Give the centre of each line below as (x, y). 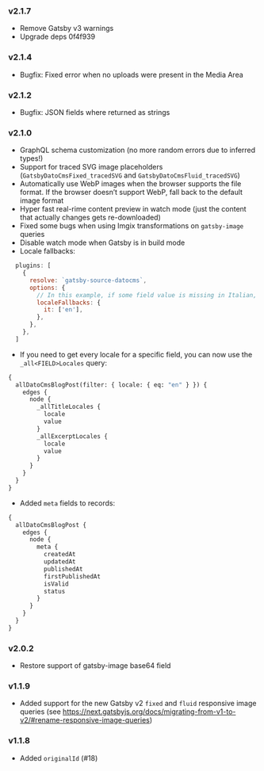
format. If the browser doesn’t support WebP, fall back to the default (131, 193)
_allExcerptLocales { (73, 436)
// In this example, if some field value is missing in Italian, (147, 295)
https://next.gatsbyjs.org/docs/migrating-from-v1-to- (149, 712)
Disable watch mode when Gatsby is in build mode (102, 242)
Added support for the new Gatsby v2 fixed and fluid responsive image (138, 704)
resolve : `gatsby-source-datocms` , (88, 280)
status (54, 591)
